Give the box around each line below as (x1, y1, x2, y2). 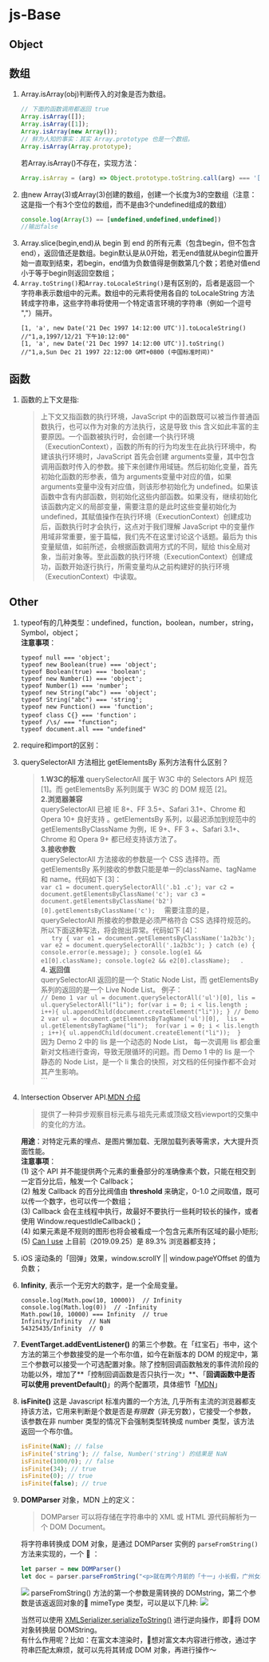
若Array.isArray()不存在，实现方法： (20, 158, 140, 167)
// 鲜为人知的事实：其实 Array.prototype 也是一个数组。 (20, 134, 194, 143)
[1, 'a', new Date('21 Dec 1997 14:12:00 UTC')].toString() (20, 340, 225, 348)
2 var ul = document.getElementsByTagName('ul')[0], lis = (40, 1015, 245, 1023)
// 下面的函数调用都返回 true (20, 106, 109, 114)
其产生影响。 (40, 1067, 83, 1076)
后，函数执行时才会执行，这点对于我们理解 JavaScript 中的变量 (40, 522, 248, 531)
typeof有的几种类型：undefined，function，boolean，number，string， (20, 618, 258, 627)
